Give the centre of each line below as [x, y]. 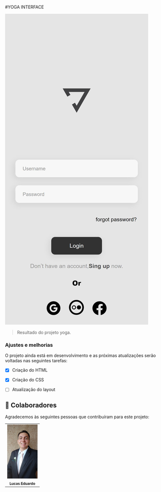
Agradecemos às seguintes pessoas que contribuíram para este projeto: [77, 417]
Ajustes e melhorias [29, 345]
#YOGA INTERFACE [24, 7]
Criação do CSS [28, 380]
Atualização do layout [34, 390]
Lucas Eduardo [22, 484]
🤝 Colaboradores [31, 405]
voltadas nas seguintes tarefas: [36, 361]
